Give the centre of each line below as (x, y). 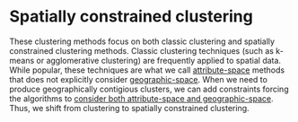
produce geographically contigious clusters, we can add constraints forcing (149, 89)
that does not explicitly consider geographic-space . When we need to (138, 79)
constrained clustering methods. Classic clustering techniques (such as (141, 50)
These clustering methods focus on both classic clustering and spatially (142, 41)
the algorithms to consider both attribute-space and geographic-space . (141, 98)
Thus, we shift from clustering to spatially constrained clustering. (129, 108)
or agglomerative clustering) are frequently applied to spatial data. (158, 60)
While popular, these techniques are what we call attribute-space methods (147, 70)
